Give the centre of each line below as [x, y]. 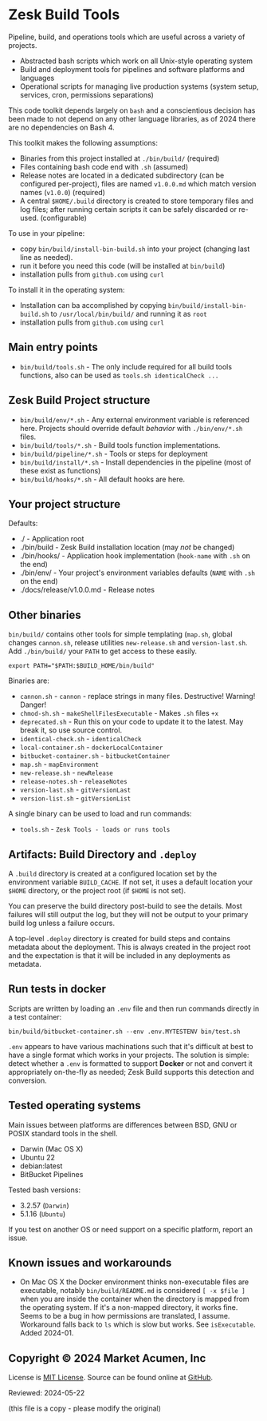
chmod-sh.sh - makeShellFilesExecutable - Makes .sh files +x [119, 713]
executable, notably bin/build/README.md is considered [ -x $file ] [132, 1291]
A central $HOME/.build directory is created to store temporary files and [136, 201]
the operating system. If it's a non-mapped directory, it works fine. [129, 1307]
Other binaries [45, 615]
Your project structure [65, 504]
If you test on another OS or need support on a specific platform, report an [131, 1229]
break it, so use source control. [71, 730]
